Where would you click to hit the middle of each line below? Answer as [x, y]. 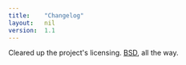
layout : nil [32, 23]
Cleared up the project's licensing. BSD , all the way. [93, 53]
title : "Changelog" [46, 15]
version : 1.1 [32, 30]
